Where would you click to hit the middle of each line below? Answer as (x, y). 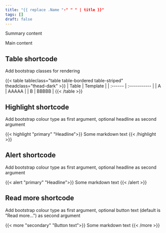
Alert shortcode (31, 155)
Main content (19, 43)
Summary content (24, 34)
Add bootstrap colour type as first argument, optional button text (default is (83, 210)
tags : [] (14, 15)
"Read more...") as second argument (43, 215)
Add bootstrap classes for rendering (43, 71)
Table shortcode (31, 59)
